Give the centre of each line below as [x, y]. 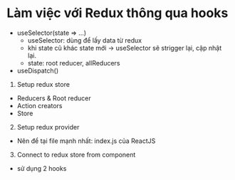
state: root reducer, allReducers [74, 63]
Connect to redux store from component [76, 154]
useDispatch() [38, 70]
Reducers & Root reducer [54, 98]
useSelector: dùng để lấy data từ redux [85, 40]
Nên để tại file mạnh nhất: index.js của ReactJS [86, 141]
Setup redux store [43, 84]
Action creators [40, 105]
